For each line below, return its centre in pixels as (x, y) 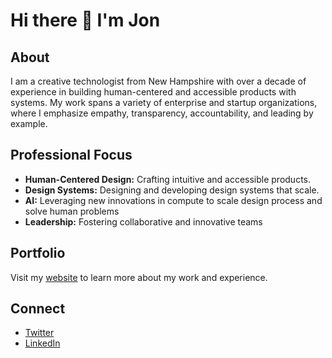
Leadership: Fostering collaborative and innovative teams (143, 221)
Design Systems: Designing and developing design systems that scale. (172, 190)
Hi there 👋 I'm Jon (85, 20)
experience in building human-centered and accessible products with (153, 92)
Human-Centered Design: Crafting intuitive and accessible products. (168, 179)
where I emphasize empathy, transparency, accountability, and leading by (162, 113)
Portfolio (38, 253)
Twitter (39, 333)
